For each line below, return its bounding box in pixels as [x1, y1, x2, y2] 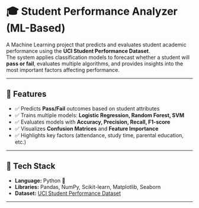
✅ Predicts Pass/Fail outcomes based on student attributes [14, 105, 160, 112]
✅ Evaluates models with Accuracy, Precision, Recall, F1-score [14, 118, 171, 125]
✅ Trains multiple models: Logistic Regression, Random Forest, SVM [14, 111, 185, 119]
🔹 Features [6, 89, 47, 99]
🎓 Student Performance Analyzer [6, 5, 178, 18]
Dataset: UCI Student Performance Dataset [14, 190, 121, 197]
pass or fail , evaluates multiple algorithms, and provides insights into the [6, 60, 184, 67]
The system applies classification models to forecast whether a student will [6, 53, 190, 61]
